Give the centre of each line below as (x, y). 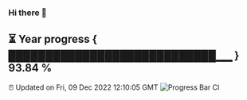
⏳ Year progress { (53, 39)
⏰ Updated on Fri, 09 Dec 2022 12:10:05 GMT (83, 87)
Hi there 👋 (28, 13)
